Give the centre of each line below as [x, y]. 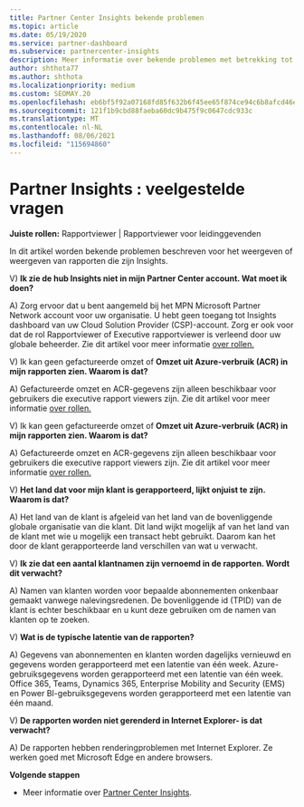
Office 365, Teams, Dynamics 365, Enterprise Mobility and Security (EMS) [147, 683]
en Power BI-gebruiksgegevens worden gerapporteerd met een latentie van [150, 693]
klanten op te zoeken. [50, 619]
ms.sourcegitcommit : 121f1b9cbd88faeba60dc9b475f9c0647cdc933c [131, 111]
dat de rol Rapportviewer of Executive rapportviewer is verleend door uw [145, 334]
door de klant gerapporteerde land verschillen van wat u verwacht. [133, 546]
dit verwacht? [36, 573]
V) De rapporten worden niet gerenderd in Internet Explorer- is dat [136, 720]
